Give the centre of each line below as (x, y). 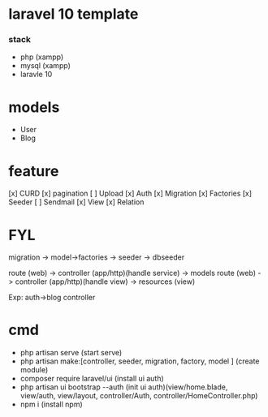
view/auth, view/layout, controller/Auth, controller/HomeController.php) (139, 396)
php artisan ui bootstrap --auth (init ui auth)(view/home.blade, (124, 387)
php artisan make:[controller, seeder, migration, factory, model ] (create (140, 361)
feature (34, 171)
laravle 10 (36, 75)
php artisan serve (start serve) (71, 353)
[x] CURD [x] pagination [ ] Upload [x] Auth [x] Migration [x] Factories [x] (130, 193)
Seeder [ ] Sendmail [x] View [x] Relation (76, 202)
